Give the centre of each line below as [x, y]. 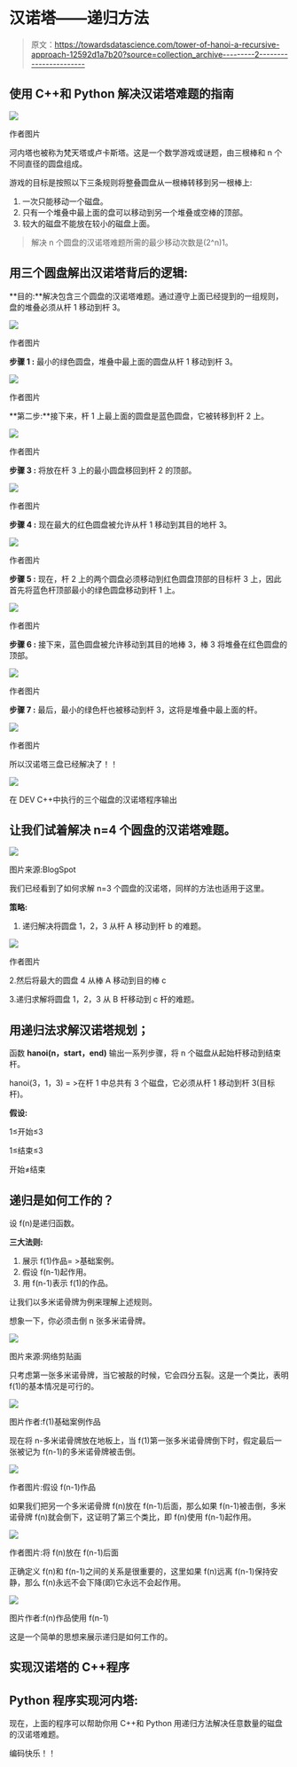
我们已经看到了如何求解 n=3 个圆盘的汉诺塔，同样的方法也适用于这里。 [139, 889]
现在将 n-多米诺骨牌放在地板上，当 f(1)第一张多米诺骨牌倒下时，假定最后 [142, 1441]
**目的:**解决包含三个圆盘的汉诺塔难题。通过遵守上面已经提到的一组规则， [146, 296]
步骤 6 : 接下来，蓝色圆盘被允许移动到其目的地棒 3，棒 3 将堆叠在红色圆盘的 [148, 644]
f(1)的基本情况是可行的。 [54, 1386]
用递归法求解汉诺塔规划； [79, 1030]
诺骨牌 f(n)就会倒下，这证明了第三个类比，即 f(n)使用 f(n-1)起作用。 [133, 1517]
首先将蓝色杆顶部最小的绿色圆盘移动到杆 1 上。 [94, 590]
